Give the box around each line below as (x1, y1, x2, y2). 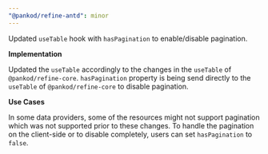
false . (8, 137, 29, 148)
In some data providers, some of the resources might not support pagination (8, 113, 260, 122)
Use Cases (8, 97, 46, 106)
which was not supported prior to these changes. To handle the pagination (8, 120, 254, 130)
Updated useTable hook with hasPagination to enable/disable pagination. (8, 34, 248, 43)
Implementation (8, 49, 62, 58)
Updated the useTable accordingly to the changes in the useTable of (8, 65, 232, 74)
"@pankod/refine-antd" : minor (8, 11, 110, 20)
